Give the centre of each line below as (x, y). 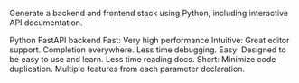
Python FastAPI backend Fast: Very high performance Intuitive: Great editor (149, 40)
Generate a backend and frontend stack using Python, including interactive (149, 13)
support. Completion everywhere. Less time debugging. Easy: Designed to (148, 50)
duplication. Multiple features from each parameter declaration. (127, 69)
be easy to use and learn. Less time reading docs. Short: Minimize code (143, 59)
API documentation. (46, 23)
